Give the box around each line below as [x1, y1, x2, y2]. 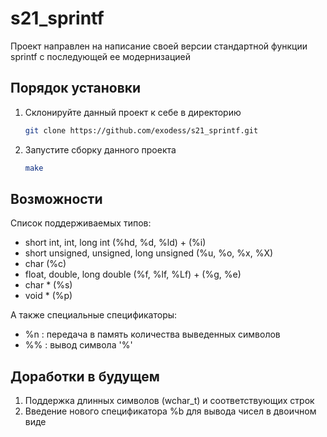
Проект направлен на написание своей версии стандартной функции [10, 40, 308, 52]
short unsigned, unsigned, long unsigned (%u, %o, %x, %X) [24, 247, 274, 259]
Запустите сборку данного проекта [24, 143, 177, 156]
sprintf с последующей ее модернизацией [10, 50, 191, 62]
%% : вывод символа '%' [24, 339, 133, 351]
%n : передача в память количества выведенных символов [24, 328, 281, 341]
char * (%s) [24, 279, 73, 291]
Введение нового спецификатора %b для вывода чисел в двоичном [24, 405, 317, 417]
